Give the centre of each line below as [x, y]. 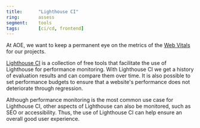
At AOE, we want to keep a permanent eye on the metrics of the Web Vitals [98, 45]
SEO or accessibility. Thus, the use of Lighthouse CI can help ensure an [94, 113]
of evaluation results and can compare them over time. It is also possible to [99, 76]
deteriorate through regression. [45, 88]
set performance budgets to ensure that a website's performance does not [98, 82]
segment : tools [29, 23]
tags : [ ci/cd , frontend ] [45, 28]
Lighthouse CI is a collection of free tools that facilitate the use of [87, 63]
